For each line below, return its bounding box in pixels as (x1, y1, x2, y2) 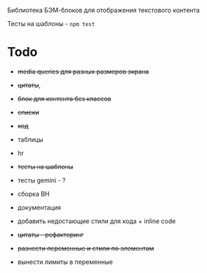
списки (17, 108, 40, 116)
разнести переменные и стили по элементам (17, 244, 154, 252)
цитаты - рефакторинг (17, 230, 84, 239)
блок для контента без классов (17, 94, 112, 102)
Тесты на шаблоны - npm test (7, 20, 95, 27)
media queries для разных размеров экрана (17, 67, 149, 76)
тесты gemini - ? (17, 175, 66, 185)
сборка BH (17, 189, 51, 198)
